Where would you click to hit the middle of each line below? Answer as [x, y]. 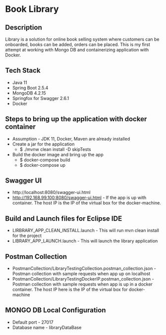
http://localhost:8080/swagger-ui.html [51, 192]
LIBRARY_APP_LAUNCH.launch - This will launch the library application [85, 241]
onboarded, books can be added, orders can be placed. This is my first [78, 45]
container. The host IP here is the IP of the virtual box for [70, 289]
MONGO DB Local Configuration [55, 310]
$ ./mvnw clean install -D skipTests [55, 149]
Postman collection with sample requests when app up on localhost [81, 274]
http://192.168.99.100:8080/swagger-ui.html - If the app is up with [79, 198]
